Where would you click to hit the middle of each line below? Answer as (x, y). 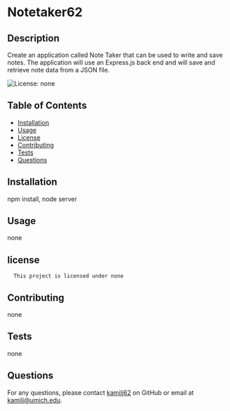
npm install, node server (42, 199)
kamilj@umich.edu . (35, 400)
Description (33, 38)
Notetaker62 (45, 12)
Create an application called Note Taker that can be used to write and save (115, 55)
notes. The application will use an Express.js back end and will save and (111, 63)
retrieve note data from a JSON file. (59, 70)
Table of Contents (47, 106)
